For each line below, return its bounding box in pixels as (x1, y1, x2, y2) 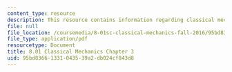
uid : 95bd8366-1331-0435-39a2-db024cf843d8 (7, 55, 135, 62)
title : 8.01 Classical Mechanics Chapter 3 (7, 49, 135, 56)
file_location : (7, 29, 51, 36)
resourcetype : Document (7, 42, 76, 49)
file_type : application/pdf (7, 36, 88, 43)
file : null (7, 23, 39, 29)
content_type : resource (7, 10, 76, 17)
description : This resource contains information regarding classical (7, 16, 215, 23)
